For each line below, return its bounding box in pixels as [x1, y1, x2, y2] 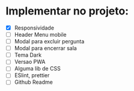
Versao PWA [14, 58, 46, 66]
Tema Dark [14, 51, 42, 58]
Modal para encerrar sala [14, 45, 78, 52]
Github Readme [14, 78, 53, 86]
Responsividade [14, 24, 55, 31]
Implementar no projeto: [5, 4, 129, 18]
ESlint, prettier [14, 72, 50, 79]
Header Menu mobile [14, 31, 67, 38]
